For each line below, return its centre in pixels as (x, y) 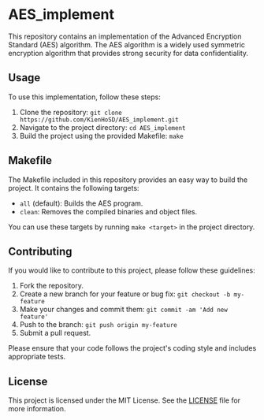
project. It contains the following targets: (74, 188)
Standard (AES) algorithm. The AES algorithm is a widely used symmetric (127, 44)
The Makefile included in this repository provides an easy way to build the (128, 180)
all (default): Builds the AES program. (81, 203)
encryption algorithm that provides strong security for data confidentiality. (128, 53)
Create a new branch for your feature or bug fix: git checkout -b (125, 294)
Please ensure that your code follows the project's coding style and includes (132, 348)
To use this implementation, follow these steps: (85, 97)
